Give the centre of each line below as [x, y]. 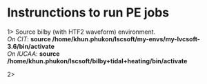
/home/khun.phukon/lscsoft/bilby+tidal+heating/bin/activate [97, 61]
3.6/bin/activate [31, 46]
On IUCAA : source [33, 54]
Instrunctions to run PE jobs [88, 13]
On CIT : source [29, 39]
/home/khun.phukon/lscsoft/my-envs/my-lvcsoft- [126, 39]
